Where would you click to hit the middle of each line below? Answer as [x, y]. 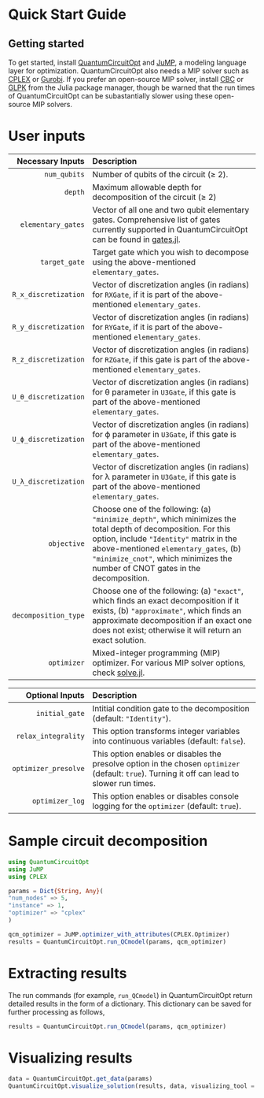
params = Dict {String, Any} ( [56, 891]
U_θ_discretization [48, 397]
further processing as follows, [57, 1012]
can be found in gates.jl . [136, 239]
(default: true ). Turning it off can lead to [166, 773]
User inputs [47, 136]
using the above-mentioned [144, 262]
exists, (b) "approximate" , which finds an [167, 610]
